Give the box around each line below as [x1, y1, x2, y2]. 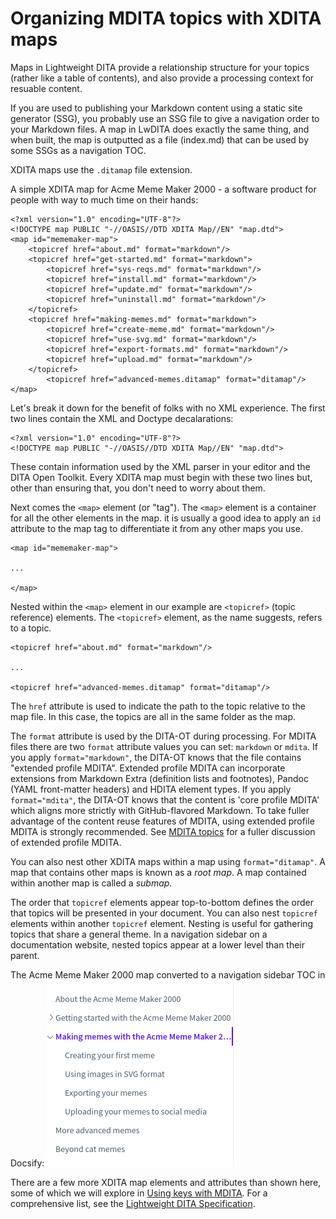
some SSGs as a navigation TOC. [10, 144, 147, 156]
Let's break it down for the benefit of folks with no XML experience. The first [10, 402, 326, 414]
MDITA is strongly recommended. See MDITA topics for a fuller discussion [10, 825, 316, 837]
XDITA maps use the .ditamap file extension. [10, 163, 193, 176]
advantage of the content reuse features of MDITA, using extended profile [10, 815, 315, 827]
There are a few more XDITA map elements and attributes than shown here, [10, 1176, 322, 1188]
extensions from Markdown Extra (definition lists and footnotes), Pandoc [10, 772, 309, 784]
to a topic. [10, 622, 52, 634]
